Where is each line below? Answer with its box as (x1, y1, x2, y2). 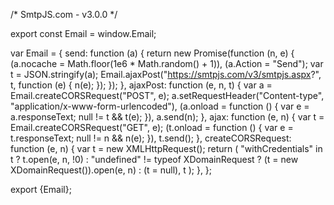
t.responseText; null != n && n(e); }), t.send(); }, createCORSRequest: (10, 132, 292, 144)
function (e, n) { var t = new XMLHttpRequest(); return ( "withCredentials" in (10, 143, 323, 154)
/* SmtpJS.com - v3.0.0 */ (10, 9, 118, 20)
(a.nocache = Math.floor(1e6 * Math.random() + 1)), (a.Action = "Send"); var (10, 58, 324, 69)
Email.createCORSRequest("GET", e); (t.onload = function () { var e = (10, 122, 294, 133)
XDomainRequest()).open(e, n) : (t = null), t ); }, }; (10, 164, 213, 176)
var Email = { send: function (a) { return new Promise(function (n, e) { (10, 47, 295, 59)
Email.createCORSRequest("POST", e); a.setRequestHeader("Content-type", (10, 90, 325, 101)
